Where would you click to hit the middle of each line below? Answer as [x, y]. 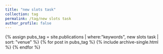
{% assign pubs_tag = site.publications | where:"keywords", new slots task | [82, 37]
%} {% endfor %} [23, 47]
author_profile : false [28, 23]
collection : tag [22, 14]
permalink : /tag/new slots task [38, 18]
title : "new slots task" [30, 9]
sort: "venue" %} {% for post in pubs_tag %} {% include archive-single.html [82, 42]
